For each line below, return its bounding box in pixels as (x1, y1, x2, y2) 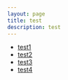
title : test (7, 17, 42, 24)
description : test (7, 23, 61, 30)
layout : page (7, 10, 46, 18)
